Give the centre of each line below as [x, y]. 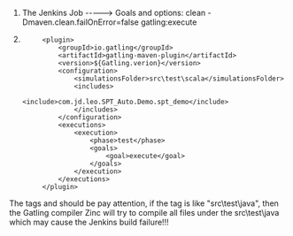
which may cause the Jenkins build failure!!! [89, 222]
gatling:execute [169, 22]
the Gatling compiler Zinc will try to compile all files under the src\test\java [144, 213]
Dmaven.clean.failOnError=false [80, 22]
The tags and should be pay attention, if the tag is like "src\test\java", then [144, 203]
